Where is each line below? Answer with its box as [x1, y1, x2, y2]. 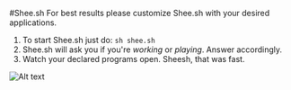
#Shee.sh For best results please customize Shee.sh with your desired [9, 8, 270, 18]
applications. [9, 17, 57, 28]
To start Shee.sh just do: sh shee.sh [22, 35, 155, 45]
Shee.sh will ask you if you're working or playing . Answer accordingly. [22, 44, 283, 55]
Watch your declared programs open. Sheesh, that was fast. [22, 54, 245, 64]
